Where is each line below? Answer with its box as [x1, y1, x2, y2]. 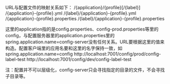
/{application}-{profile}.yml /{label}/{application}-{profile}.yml [5, 10, 137, 16]
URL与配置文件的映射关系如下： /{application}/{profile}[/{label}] [5, 5, 141, 10]
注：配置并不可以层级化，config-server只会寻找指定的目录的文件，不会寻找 [5, 67, 165, 73]
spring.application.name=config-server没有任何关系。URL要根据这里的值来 [5, 39, 165, 45]
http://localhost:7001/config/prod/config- [73, 51, 161, 57]
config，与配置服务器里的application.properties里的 [5, 33, 115, 38]
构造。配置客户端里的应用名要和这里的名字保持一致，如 [5, 45, 122, 51]
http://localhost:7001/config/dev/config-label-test [26, 57, 132, 62]
